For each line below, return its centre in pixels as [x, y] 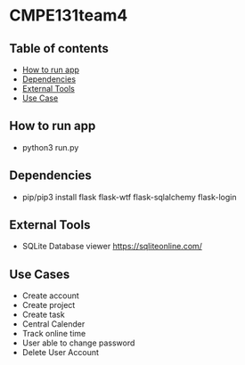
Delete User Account [61, 353]
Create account [51, 296]
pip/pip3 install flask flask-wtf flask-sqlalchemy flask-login [129, 197]
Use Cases [40, 274]
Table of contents [59, 49]
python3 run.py [50, 147]
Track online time [54, 334]
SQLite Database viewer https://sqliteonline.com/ [112, 247]
